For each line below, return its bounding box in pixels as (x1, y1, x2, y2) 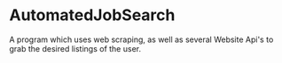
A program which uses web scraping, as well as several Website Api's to (9, 34, 274, 45)
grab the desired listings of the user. (9, 43, 142, 53)
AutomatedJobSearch (9, 5, 176, 25)
